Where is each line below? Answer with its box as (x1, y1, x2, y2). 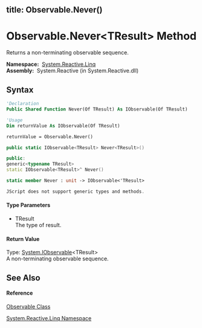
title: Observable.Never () (6, 5, 103, 15)
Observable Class (6, 303, 51, 310)
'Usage (6, 117, 23, 123)
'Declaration (6, 101, 39, 107)
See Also (6, 272, 41, 283)
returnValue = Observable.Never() (6, 133, 94, 140)
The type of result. (15, 221, 62, 228)
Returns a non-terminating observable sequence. (6, 49, 129, 56)
